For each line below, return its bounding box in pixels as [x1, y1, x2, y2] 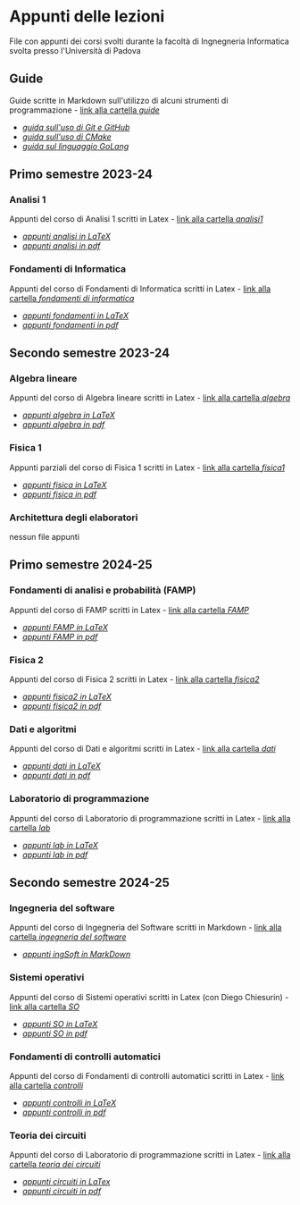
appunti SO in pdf [21, 1028, 87, 1039]
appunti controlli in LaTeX [21, 1097, 117, 1108]
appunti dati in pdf [21, 771, 91, 781]
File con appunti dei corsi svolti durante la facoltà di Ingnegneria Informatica [9, 36, 290, 46]
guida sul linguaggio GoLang [21, 140, 129, 151]
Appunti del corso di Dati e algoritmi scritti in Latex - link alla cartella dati [9, 744, 277, 754]
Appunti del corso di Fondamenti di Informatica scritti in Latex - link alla [9, 283, 271, 294]
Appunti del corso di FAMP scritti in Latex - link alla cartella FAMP [9, 604, 250, 615]
